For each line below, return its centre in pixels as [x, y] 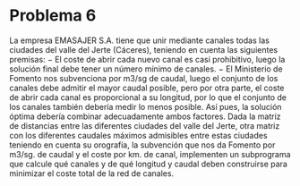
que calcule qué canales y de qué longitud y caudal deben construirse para [149, 164]
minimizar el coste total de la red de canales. [92, 173]
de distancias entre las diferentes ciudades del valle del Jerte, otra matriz [145, 125]
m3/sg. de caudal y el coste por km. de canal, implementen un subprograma [150, 154]
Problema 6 [53, 16]
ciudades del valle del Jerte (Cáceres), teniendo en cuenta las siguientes [144, 49]
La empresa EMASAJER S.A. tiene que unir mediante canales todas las [140, 40]
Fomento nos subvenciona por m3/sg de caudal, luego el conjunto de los [144, 78]
